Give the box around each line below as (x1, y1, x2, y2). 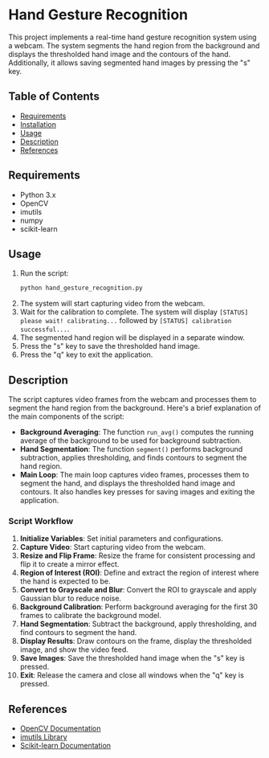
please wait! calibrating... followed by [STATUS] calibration (19, 316, 232, 326)
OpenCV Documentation (19, 723, 101, 733)
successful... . (19, 324, 70, 334)
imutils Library (19, 732, 67, 742)
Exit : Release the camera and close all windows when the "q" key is (19, 670, 245, 680)
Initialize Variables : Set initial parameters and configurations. (19, 534, 223, 543)
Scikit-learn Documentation (19, 741, 111, 751)
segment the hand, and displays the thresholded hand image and (19, 478, 235, 488)
